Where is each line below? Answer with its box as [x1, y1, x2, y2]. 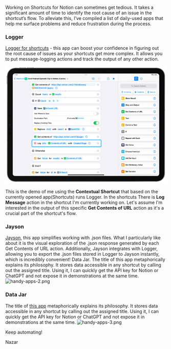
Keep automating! [5, 329, 42, 335]
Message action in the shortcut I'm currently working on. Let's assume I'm [5, 199, 163, 206]
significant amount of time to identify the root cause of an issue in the [5, 10, 152, 16]
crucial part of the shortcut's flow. [5, 210, 77, 216]
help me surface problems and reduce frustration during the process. [5, 20, 152, 27]
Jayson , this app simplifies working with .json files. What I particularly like [5, 235, 161, 241]
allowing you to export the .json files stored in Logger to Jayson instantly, [5, 251, 160, 257]
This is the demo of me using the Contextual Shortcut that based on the [5, 189, 158, 194]
